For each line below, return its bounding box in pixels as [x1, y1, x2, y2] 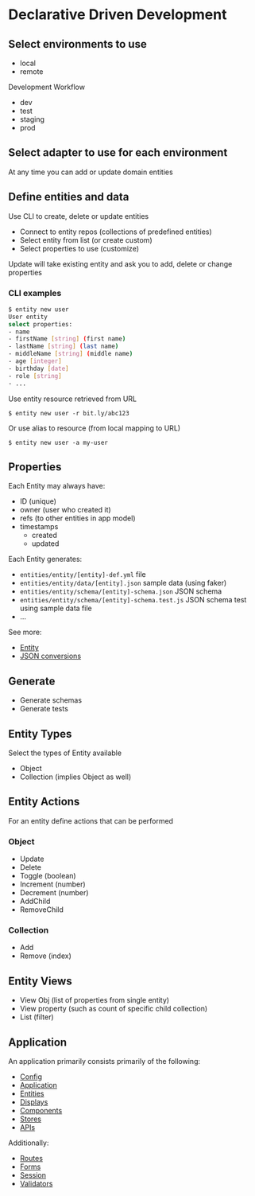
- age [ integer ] [8, 357, 62, 365]
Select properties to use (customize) [19, 243, 139, 253]
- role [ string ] [8, 372, 62, 380]
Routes [19, 1154, 44, 1163]
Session [19, 1171, 46, 1180]
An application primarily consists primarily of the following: [8, 1057, 201, 1066]
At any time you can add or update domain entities [8, 167, 173, 177]
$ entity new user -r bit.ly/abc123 [8, 409, 129, 417]
